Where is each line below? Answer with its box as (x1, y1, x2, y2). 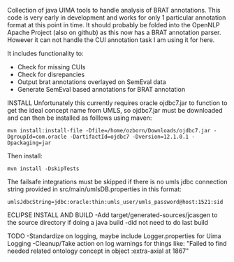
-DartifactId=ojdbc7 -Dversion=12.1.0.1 (69, 133, 189, 140)
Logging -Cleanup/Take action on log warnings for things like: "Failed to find (7, 240, 227, 247)
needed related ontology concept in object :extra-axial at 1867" (7, 247, 189, 255)
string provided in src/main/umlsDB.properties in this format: (7, 185, 182, 193)
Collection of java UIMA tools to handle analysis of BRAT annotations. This (7, 6, 221, 14)
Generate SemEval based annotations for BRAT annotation (17, 85, 186, 93)
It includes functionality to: (7, 49, 84, 57)
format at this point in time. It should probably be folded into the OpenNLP (7, 21, 220, 29)
